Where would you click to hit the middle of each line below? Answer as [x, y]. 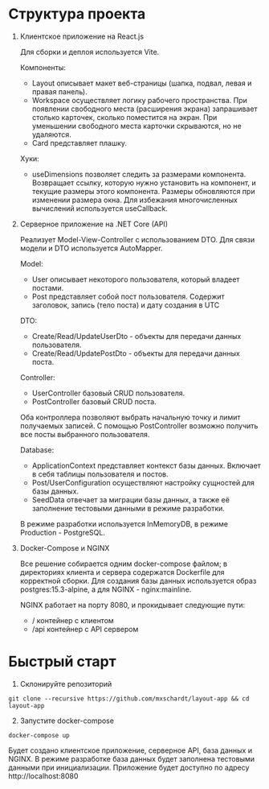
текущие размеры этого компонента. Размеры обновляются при [143, 191]
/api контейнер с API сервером [85, 629]
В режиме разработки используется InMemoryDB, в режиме [124, 523]
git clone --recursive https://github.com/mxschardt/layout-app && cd [129, 698]
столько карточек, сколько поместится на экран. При [124, 117]
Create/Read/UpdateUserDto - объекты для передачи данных [137, 336]
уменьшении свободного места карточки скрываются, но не [137, 126]
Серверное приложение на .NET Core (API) [94, 224]
